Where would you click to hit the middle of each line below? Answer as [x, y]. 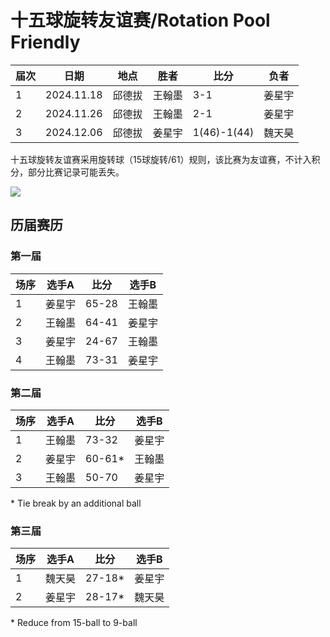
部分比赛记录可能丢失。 [76, 172]
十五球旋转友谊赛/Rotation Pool [140, 20]
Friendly [45, 42]
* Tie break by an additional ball [76, 503]
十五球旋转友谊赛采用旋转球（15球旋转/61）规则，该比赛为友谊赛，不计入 [161, 159]
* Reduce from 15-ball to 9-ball [74, 623]
